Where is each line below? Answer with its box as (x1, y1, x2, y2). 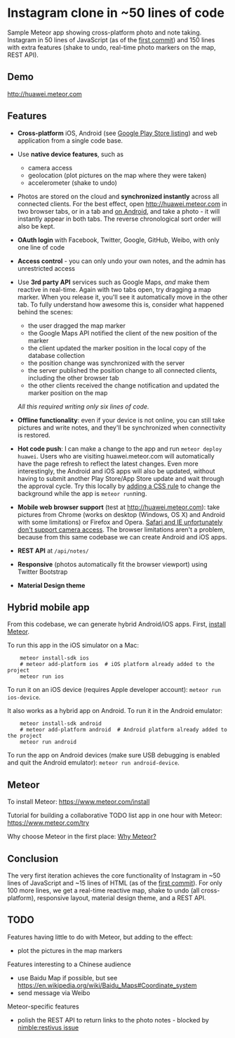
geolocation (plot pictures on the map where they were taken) (27, 171, 207, 179)
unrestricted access (17, 264, 76, 272)
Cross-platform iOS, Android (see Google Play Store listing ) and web (17, 129, 217, 137)
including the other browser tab (27, 373, 119, 382)
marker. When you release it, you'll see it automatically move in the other (17, 293, 228, 301)
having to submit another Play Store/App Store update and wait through (17, 474, 224, 482)
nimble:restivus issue (17, 1023, 79, 1032)
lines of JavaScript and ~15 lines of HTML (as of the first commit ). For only (7, 879, 222, 887)
